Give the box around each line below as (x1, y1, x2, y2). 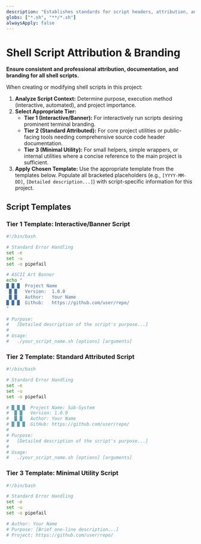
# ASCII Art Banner (6, 272, 55, 278)
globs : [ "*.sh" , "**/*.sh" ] (6, 14, 77, 20)
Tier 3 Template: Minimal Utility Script (6, 469, 118, 477)
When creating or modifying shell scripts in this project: (6, 83, 143, 91)
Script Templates (6, 202, 72, 212)
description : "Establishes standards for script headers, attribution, (6, 8, 188, 15)
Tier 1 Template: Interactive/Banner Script (6, 220, 130, 228)
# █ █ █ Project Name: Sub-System (6, 404, 95, 411)
